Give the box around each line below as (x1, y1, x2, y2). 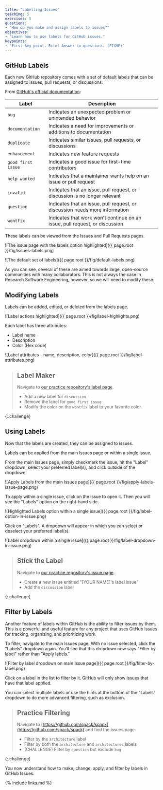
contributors (48, 165, 77, 171)
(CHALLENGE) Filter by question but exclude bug (24, 747, 121, 753)
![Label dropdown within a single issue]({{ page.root (5, 537, 109, 543)
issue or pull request (48, 179, 96, 185)
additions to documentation (48, 129, 112, 135)
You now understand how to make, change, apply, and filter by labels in (5, 765, 148, 772)
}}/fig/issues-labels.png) (5, 248, 54, 254)
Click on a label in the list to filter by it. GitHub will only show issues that (5, 675, 148, 680)
